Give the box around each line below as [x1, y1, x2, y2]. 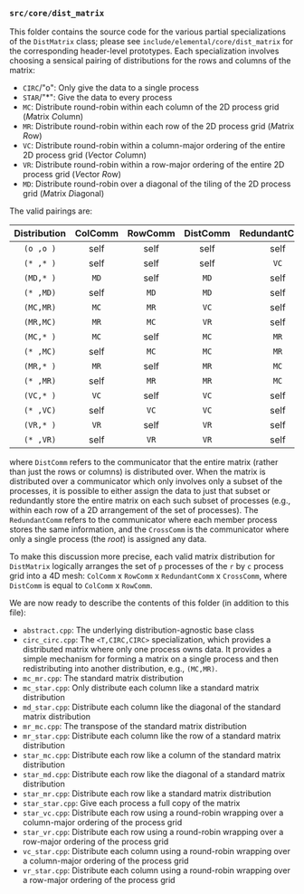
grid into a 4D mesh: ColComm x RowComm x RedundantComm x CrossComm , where [9, 570, 288, 582]
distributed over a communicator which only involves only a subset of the [9, 476, 283, 487]
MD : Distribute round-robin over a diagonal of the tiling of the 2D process [22, 178, 291, 189]
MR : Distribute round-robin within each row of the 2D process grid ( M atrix [22, 121, 295, 132]
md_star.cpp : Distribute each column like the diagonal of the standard [22, 701, 281, 713]
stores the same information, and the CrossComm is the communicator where [9, 524, 290, 535]
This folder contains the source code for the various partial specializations [9, 26, 287, 37]
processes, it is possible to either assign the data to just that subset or [9, 486, 271, 497]
